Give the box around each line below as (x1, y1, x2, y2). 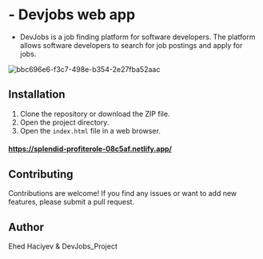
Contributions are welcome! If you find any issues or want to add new (8, 189, 237, 198)
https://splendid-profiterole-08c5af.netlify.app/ (8, 144, 172, 153)
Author (8, 220, 44, 233)
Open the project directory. (19, 118, 110, 127)
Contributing (8, 167, 74, 181)
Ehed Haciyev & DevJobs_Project (8, 241, 118, 251)
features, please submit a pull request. (8, 197, 134, 207)
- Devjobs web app (8, 6, 136, 24)
